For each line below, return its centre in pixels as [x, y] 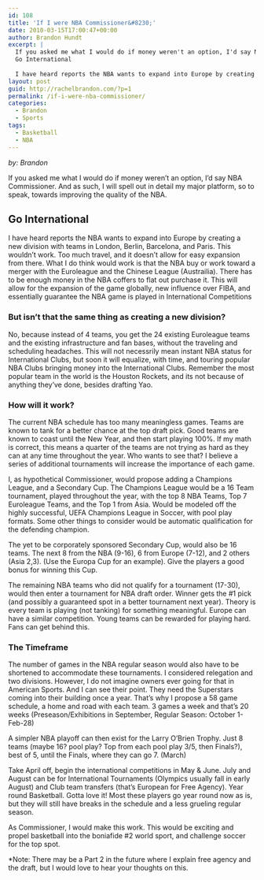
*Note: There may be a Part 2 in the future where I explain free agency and [130, 860]
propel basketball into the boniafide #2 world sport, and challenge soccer [127, 836]
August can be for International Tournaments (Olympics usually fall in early [129, 779]
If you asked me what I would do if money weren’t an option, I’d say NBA [125, 177]
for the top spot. [34, 845]
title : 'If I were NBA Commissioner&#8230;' [82, 23]
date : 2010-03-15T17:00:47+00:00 [63, 30]
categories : [27, 103]
